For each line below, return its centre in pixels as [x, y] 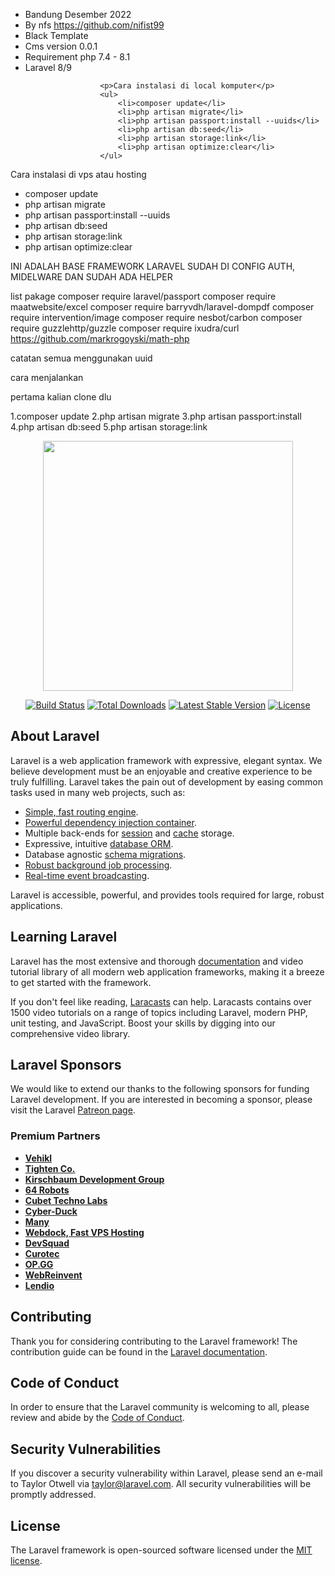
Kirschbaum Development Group [94, 1179]
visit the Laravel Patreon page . [73, 1110]
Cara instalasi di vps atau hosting [78, 174]
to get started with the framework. [81, 982]
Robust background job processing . [98, 865]
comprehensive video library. [70, 1033]
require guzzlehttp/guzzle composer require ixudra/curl [125, 328]
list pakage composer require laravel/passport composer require [143, 296]
